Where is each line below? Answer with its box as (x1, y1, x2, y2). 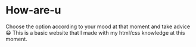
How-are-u (5, 4, 61, 17)
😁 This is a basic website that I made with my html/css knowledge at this (5, 29, 185, 36)
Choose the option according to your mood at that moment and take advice (5, 23, 191, 30)
